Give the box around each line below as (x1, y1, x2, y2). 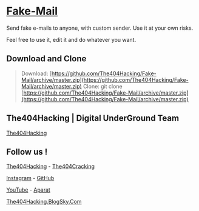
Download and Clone (6, 53, 87, 64)
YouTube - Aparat (6, 186, 50, 193)
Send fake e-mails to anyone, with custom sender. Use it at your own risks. (6, 24, 194, 32)
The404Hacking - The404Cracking (6, 162, 95, 170)
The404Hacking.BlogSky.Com (6, 198, 82, 206)
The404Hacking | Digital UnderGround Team (6, 113, 180, 124)
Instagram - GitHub (6, 175, 55, 182)
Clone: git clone (83, 82, 123, 90)
